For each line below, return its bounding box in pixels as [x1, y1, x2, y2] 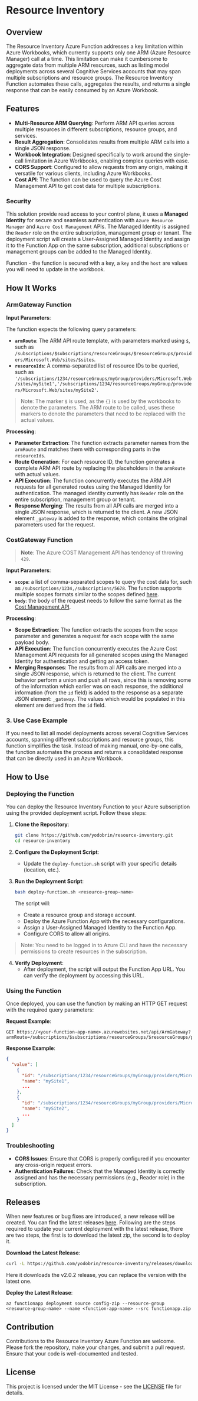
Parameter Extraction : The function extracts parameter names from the [14, 439, 190, 446]
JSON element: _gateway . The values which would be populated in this [14, 695, 186, 703]
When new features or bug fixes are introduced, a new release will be [6, 1213, 175, 1220]
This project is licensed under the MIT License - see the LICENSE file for [6, 1383, 181, 1390]
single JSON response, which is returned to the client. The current [14, 670, 176, 677]
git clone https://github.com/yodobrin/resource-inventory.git [14, 833, 174, 838]
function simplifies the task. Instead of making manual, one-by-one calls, [6, 742, 183, 749]
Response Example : [6, 1045, 56, 1052]
